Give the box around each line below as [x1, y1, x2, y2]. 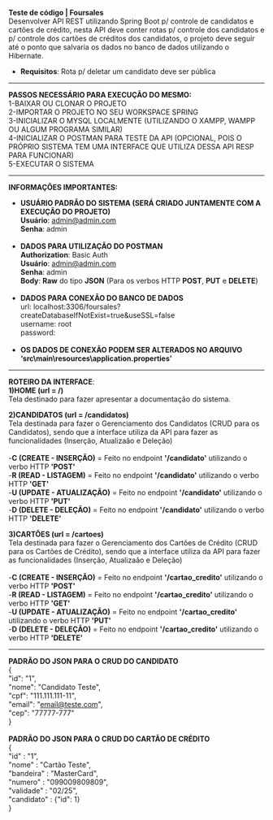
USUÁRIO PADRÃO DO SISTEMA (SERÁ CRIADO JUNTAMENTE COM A [19, 198, 262, 207]
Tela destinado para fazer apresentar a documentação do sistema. [8, 394, 232, 404]
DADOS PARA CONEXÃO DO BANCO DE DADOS [19, 293, 184, 302]
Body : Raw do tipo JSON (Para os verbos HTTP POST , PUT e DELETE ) [19, 276, 258, 285]
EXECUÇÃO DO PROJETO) [19, 207, 111, 216]
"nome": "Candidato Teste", [8, 683, 102, 692]
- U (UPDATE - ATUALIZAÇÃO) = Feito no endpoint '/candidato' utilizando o [8, 488, 262, 497]
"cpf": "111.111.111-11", [8, 691, 77, 701]
